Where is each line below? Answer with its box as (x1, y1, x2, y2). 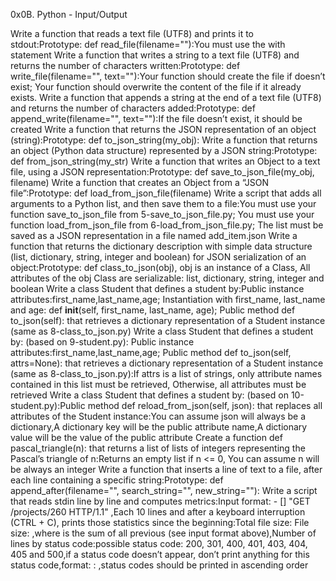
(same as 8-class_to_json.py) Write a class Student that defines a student (10, 325, 314, 337)
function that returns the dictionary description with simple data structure (10, 240, 313, 252)
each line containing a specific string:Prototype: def (10, 474, 224, 486)
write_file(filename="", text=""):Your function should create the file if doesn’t (10, 70, 326, 82)
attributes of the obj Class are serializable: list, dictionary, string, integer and (10, 272, 325, 284)
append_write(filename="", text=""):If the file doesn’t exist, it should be (10, 113, 303, 124)
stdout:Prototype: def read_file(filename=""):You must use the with (10, 39, 286, 50)
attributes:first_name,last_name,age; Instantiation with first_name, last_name (10, 294, 326, 305)
